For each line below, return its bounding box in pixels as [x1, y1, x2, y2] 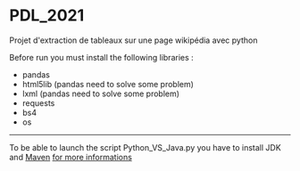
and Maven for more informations [9, 151, 132, 162]
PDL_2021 [9, 5, 85, 26]
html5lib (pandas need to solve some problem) [21, 78, 195, 89]
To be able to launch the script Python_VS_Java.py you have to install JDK [9, 142, 281, 152]
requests [21, 97, 55, 108]
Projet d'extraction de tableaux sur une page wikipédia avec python [9, 35, 258, 45]
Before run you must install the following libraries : [9, 52, 194, 62]
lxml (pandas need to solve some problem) [21, 88, 180, 99]
